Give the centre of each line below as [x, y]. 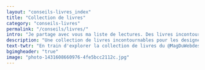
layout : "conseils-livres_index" [49, 12]
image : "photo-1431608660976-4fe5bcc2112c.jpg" [68, 57]
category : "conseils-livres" [43, 23]
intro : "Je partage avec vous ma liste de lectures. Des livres [90, 35]
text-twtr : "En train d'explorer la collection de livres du [86, 46]
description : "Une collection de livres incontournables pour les [92, 40]
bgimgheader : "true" [33, 52]
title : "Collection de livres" [46, 18]
